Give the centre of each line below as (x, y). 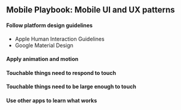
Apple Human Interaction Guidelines (60, 39)
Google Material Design (44, 45)
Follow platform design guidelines (50, 25)
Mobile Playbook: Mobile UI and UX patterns (91, 10)
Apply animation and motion (42, 59)
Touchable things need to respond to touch (61, 73)
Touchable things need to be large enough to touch (71, 86)
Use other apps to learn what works (52, 100)
